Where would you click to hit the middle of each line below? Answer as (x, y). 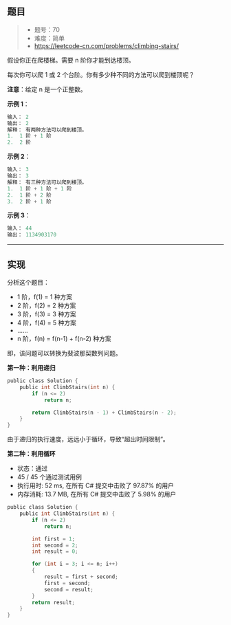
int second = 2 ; (55, 545)
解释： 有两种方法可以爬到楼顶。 (47, 130)
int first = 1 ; (54, 539)
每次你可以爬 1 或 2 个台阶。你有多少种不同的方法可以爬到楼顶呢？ (101, 74)
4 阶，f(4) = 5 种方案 (47, 322)
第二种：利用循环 (31, 454)
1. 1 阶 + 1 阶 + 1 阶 (40, 188)
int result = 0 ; (55, 551)
